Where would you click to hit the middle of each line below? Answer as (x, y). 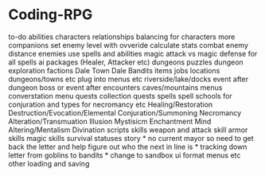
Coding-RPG (51, 15)
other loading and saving (49, 163)
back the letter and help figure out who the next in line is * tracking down (128, 147)
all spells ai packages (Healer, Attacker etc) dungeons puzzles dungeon (126, 62)
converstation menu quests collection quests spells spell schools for (120, 96)
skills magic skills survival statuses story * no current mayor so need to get (131, 138)
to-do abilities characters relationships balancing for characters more (122, 37)
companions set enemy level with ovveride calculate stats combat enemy (129, 45)
